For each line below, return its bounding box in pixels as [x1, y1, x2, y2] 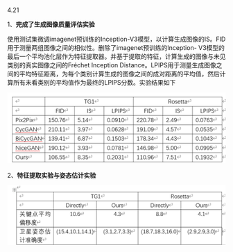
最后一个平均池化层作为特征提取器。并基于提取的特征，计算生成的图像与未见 [7, 52, 226, 60]
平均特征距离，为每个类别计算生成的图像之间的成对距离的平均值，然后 [19, 69, 220, 78]
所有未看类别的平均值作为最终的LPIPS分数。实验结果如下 [12, 78, 176, 86]
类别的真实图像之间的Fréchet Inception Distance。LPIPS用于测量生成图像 [7, 61, 216, 69]
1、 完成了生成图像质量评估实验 [7, 20, 95, 28]
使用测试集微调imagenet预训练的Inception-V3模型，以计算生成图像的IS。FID [7, 35, 226, 43]
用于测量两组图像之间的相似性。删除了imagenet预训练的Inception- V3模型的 [7, 44, 225, 51]
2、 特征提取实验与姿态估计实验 [7, 171, 96, 180]
